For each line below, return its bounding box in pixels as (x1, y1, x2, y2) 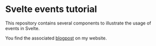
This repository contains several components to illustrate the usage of (5, 20, 151, 26)
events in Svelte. (5, 25, 40, 31)
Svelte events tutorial (5, 3, 97, 15)
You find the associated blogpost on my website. (5, 35, 107, 41)
